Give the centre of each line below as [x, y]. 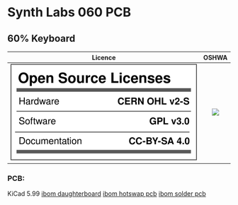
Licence [104, 57]
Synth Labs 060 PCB [69, 12]
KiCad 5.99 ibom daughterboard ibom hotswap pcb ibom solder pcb [107, 194]
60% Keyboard [41, 39]
